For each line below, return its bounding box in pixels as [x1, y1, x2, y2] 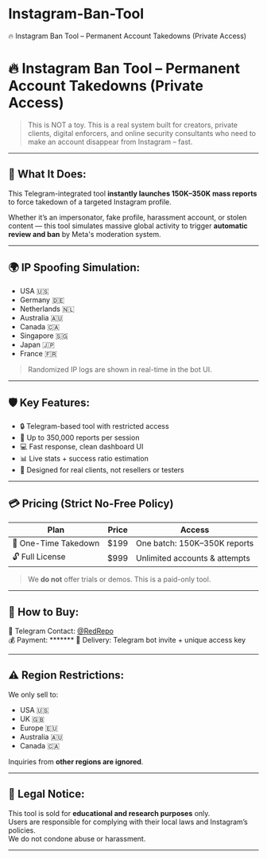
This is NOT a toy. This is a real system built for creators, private [27, 120, 238, 130]
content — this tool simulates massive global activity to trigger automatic [8, 220, 248, 231]
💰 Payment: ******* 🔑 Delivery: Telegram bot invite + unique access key [8, 635, 246, 644]
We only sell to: [8, 690, 59, 699]
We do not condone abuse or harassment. [8, 834, 146, 843]
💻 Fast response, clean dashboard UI [19, 442, 144, 452]
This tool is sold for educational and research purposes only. [8, 808, 211, 818]
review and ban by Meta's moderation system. [8, 229, 161, 239]
